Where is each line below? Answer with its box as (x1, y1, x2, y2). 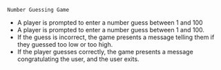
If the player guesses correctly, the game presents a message (17, 48, 193, 56)
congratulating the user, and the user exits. (17, 55, 140, 63)
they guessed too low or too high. (17, 40, 113, 48)
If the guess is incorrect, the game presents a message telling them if (17, 33, 215, 41)
